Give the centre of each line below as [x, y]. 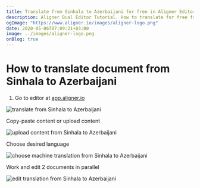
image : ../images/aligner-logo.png [50, 34]
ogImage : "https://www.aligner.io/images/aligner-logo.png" [82, 23]
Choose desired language [38, 144]
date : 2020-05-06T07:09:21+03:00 [48, 28]
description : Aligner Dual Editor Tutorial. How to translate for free [97, 17]
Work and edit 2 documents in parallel [53, 167]
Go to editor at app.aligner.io [50, 98]
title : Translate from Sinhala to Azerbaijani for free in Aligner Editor [101, 12]
